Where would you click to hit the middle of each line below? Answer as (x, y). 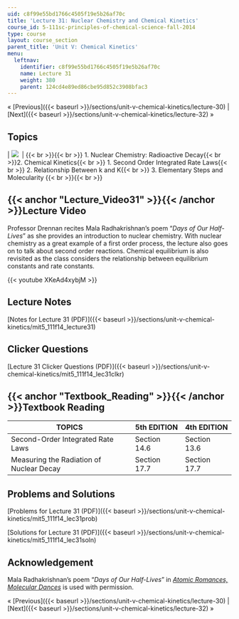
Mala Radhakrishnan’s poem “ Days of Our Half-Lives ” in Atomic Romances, (118, 579)
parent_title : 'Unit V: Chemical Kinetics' (73, 47)
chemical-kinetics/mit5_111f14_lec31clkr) (66, 374)
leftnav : (27, 60)
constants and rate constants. (51, 266)
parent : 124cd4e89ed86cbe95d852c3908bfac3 (84, 87)
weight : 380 (38, 80)
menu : (15, 54)
